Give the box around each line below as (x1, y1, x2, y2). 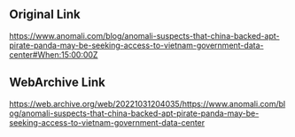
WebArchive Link (9, 75, 106, 90)
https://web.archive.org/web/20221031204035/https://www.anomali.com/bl (9, 98, 286, 109)
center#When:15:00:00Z (9, 49, 98, 60)
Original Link (9, 7, 82, 22)
